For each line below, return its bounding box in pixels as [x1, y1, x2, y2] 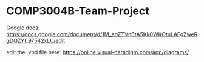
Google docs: [6, 24, 40, 31]
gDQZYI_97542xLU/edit [6, 37, 66, 44]
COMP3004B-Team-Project [6, 4, 150, 18]
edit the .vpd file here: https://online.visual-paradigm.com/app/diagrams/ [6, 48, 189, 55]
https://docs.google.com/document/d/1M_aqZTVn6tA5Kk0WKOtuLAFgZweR [6, 30, 198, 37]
